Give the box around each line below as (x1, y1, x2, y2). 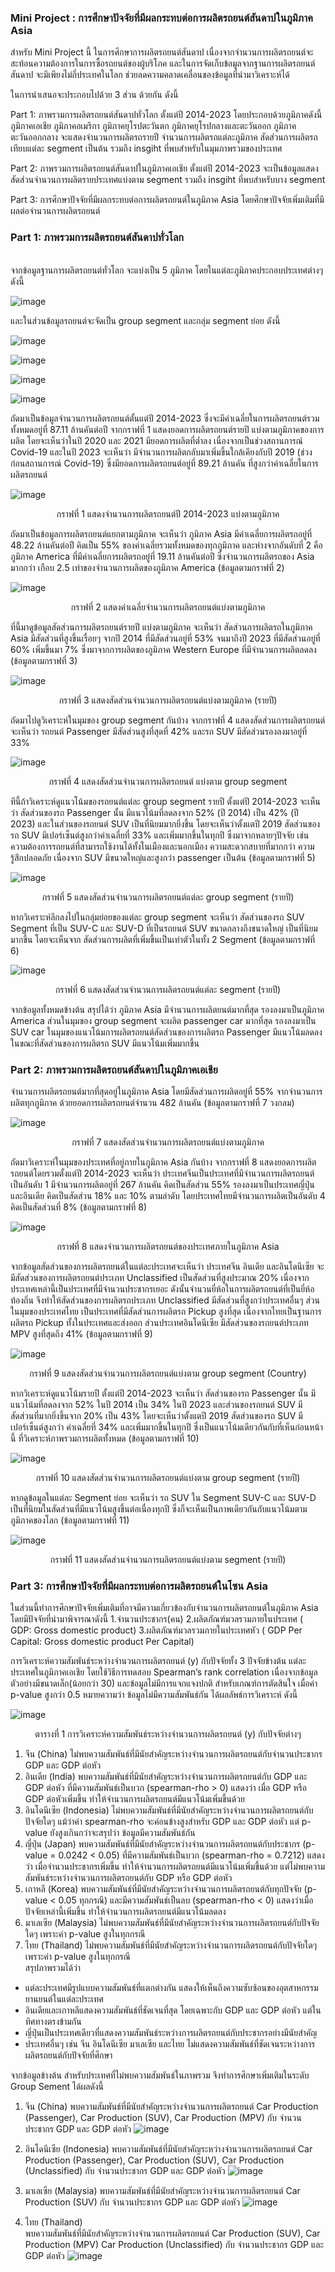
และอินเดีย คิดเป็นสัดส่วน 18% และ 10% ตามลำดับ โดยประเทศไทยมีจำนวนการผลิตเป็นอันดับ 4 (10, 1189, 326, 1201)
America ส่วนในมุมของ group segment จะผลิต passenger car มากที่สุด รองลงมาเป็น (10, 1014, 317, 1026)
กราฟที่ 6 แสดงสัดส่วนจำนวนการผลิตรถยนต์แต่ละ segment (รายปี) (54, 983, 282, 995)
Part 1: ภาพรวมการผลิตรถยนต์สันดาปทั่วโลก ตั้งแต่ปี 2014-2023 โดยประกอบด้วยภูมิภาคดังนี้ (10, 109, 323, 121)
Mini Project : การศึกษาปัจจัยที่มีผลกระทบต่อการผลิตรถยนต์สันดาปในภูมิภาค (10, 11, 313, 25)
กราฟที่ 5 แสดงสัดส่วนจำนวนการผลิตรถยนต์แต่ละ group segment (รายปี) (41, 891, 295, 903)
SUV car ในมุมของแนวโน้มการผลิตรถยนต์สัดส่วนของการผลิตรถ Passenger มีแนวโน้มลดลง (10, 1026, 323, 1038)
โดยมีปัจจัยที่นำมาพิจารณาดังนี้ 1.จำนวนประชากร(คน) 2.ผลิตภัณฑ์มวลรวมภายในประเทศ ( (10, 1613, 304, 1625)
